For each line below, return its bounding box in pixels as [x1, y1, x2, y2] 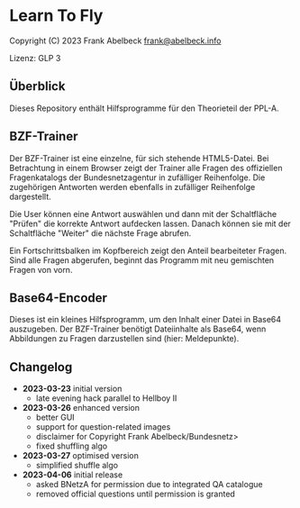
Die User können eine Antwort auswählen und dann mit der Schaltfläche [9, 208, 277, 219]
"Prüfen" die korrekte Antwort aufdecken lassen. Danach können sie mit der [9, 218, 291, 229]
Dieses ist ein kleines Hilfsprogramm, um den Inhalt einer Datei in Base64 [9, 314, 282, 325]
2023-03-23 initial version [22, 384, 123, 395]
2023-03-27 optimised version [22, 450, 140, 461]
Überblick [9, 78, 66, 95]
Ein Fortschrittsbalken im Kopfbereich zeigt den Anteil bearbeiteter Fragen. [9, 245, 286, 256]
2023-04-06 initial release [22, 469, 123, 480]
